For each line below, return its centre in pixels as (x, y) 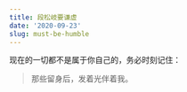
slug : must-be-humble (49, 34)
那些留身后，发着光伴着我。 (82, 79)
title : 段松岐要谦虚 (43, 17)
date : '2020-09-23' (45, 26)
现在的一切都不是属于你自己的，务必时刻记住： (95, 60)
